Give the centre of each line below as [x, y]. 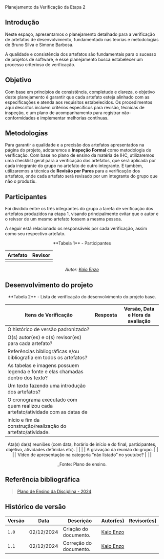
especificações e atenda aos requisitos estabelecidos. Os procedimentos [79, 102]
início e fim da [24, 420]
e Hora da [139, 315]
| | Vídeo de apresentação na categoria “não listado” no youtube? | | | [82, 455]
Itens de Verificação [49, 315]
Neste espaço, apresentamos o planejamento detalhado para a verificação [80, 34]
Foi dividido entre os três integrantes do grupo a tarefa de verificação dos [79, 209]
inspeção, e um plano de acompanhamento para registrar [63, 113]
